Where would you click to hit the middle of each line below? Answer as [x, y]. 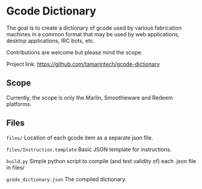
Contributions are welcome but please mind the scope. [75, 52]
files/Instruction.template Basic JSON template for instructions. [89, 149]
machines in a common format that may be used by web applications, [93, 34]
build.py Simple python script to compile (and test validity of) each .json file [101, 161]
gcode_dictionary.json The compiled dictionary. [67, 179]
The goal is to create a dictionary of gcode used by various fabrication [94, 28]
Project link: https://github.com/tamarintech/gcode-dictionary [83, 64]
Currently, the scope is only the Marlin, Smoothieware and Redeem [90, 97]
